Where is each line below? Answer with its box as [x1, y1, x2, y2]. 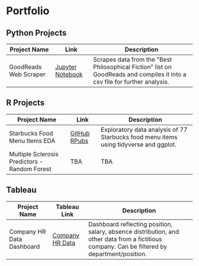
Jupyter [55, 63, 77, 71]
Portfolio [6, 4, 50, 18]
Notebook [55, 70, 83, 78]
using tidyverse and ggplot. [100, 140, 176, 148]
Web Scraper [9, 70, 46, 78]
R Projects [6, 98, 45, 108]
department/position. [88, 249, 147, 258]
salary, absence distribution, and [88, 227, 179, 236]
